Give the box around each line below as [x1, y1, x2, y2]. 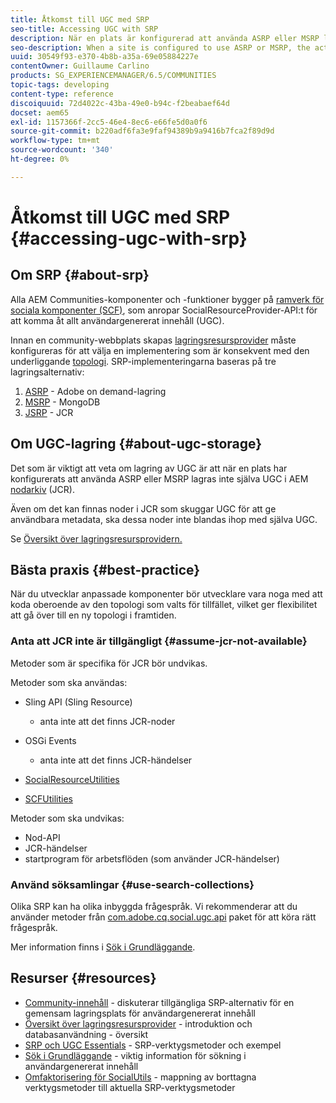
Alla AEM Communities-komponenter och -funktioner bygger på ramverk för [10, 293, 325, 305]
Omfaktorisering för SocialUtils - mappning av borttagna [24, 1071, 257, 1083]
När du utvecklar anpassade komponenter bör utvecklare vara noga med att [10, 588, 323, 600]
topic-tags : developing [10, 80, 110, 90]
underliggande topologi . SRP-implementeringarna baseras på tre [10, 355, 277, 367]
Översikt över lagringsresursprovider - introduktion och [24, 1017, 253, 1030]
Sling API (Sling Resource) [24, 696, 133, 708]
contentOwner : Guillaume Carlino [10, 61, 150, 71]
